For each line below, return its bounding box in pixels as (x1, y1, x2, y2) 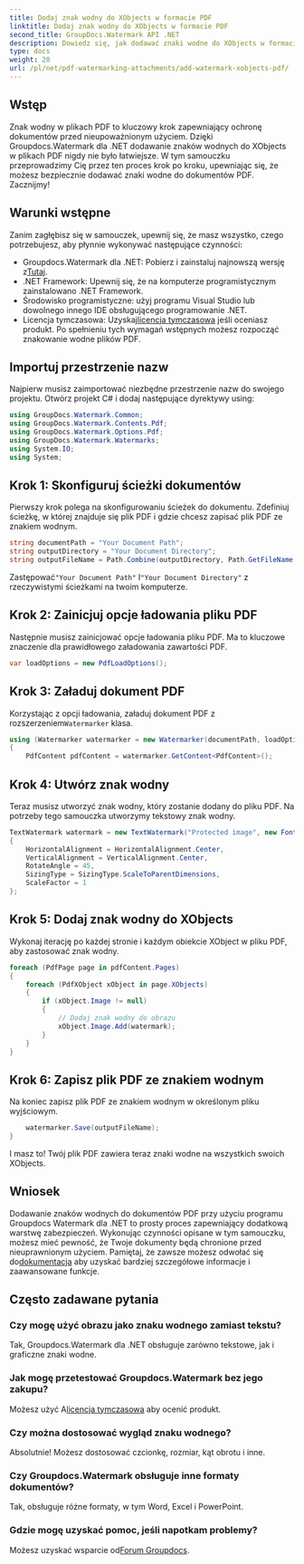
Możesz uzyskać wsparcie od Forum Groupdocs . (9, 1544, 190, 1555)
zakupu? (9, 1383, 49, 1396)
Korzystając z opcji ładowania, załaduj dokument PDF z (9, 708, 215, 719)
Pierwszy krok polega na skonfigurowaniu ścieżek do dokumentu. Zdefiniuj (9, 501, 290, 512)
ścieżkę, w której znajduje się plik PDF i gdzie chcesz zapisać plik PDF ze (9, 511, 283, 522)
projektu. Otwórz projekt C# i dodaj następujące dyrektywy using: (9, 393, 255, 404)
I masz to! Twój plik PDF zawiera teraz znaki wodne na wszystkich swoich (9, 1148, 285, 1159)
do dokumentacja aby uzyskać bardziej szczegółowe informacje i (9, 1255, 251, 1267)
